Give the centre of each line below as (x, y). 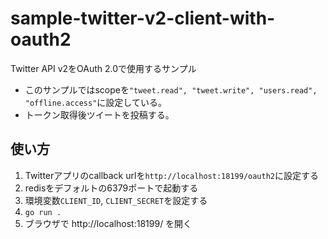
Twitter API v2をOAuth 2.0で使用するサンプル (103, 68)
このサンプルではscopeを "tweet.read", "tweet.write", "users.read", (171, 89)
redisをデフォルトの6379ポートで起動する (111, 188)
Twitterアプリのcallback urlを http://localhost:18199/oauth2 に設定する (171, 175)
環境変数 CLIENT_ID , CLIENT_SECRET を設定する (116, 200)
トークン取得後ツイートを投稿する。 (99, 114)
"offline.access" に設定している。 (95, 102)
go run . (43, 212)
